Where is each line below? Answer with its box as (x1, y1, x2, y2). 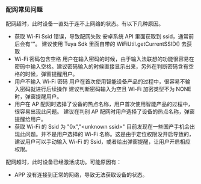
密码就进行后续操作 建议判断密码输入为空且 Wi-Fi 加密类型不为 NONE (19, 85, 192, 93)
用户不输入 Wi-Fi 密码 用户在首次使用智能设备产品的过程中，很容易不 (14, 78, 185, 85)
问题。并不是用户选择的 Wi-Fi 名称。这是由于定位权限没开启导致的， (25, 130, 194, 138)
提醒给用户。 (14, 115, 46, 123)
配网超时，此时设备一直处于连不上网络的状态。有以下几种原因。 (5, 20, 164, 28)
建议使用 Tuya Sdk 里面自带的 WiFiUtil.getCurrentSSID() (42, 40, 181, 48)
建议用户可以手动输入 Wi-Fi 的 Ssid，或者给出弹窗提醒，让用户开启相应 (14, 138, 191, 146)
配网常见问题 (5, 5, 43, 13)
